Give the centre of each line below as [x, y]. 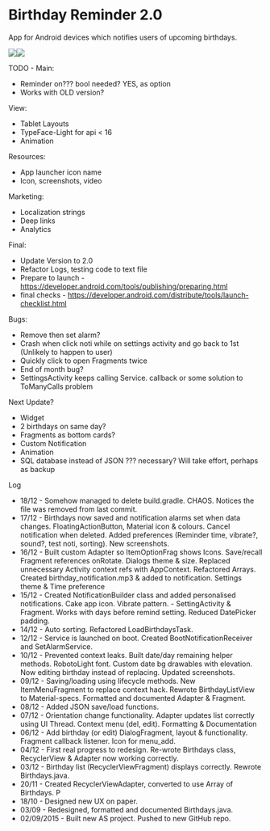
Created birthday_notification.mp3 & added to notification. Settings [131, 578]
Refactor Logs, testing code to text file [83, 269]
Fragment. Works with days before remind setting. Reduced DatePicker [138, 612]
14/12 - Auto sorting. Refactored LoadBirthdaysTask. [106, 629]
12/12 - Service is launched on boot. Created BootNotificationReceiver [136, 638]
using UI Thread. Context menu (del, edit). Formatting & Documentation [138, 723]
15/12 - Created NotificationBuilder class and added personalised [128, 595]
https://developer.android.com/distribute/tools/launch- [158, 295]
